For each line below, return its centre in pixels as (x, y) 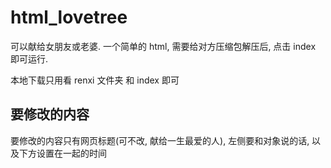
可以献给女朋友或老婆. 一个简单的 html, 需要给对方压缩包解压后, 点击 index (163, 46)
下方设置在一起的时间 (62, 153)
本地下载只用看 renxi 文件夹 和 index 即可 (95, 80)
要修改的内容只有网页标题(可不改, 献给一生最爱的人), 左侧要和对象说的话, (160, 140)
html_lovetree (69, 17)
